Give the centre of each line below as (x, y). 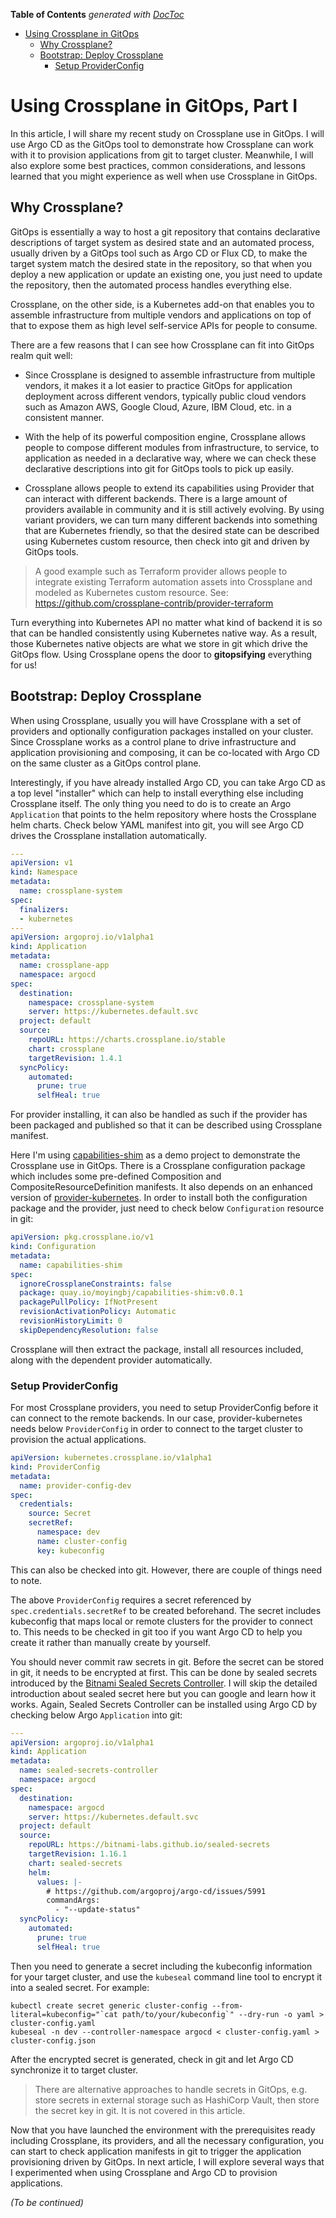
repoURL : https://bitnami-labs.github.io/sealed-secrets (149, 1845)
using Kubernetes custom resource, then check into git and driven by (167, 541)
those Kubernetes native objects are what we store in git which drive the (159, 643)
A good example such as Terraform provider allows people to (161, 571)
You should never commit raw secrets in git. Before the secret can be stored (167, 1661)
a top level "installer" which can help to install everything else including (157, 793)
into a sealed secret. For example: (80, 1987)
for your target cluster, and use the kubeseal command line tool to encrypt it (166, 1976)
